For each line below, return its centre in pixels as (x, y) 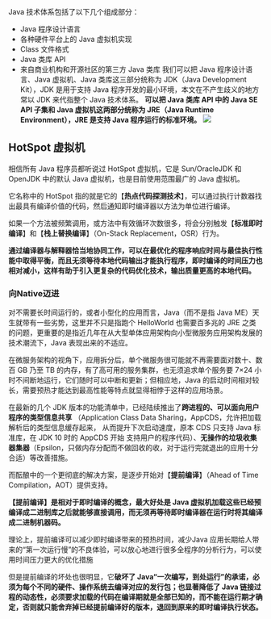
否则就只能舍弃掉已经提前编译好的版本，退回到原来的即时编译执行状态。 (142, 607)
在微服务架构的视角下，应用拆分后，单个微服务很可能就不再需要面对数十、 (132, 360)
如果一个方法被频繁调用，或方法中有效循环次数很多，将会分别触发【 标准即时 (135, 223)
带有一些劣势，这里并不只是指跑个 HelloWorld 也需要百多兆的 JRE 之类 (139, 323)
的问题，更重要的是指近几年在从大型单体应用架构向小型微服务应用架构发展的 (135, 333)
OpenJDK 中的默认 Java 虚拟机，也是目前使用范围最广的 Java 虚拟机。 (126, 178)
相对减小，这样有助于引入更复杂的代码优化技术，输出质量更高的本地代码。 (132, 270)
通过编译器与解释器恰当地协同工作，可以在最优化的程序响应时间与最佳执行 (132, 250)
